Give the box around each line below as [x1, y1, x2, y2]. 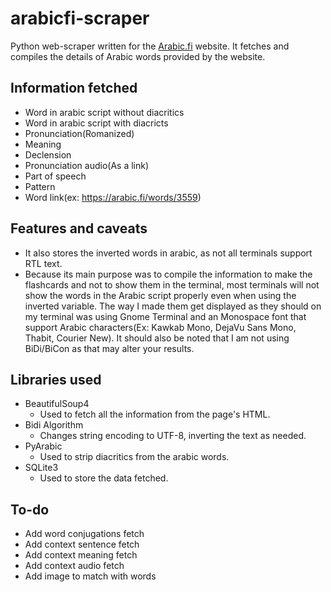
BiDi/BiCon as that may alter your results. [24, 342, 195, 354]
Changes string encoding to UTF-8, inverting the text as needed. [39, 430, 307, 442]
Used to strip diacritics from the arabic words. [39, 451, 230, 463]
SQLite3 [24, 462, 59, 474]
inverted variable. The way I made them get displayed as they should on [24, 300, 322, 312]
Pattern [24, 180, 56, 192]
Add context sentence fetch [24, 538, 140, 551]
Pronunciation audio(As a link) [24, 159, 150, 171]
